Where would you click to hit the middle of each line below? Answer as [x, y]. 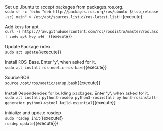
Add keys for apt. [22, 27]
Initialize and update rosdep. [34, 113]
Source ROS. [18, 78]
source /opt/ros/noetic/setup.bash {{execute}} [53, 83]
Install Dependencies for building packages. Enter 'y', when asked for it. [77, 93]
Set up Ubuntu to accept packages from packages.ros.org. [64, 7]
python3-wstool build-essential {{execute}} [71, 103]
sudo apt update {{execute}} [33, 52]
